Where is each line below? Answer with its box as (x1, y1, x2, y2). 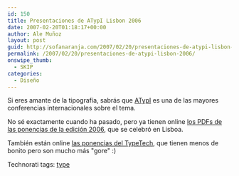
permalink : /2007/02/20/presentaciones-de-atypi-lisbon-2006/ (7, 51, 196, 58)
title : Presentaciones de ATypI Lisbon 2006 (7, 17, 142, 24)
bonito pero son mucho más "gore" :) (7, 147, 116, 155)
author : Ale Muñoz (7, 30, 62, 38)
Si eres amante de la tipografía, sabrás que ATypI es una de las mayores (7, 96, 219, 105)
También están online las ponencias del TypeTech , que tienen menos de (7, 139, 219, 147)
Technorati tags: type (7, 160, 70, 169)
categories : (7, 70, 43, 77)
